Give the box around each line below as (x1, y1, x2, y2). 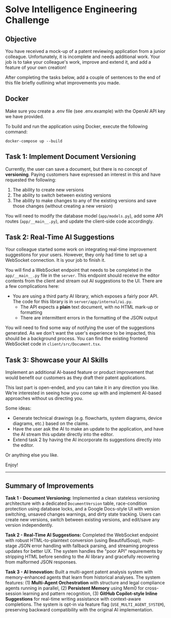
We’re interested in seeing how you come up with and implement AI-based (5, 390, 162, 396)
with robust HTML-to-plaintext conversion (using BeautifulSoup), (5, 538, 141, 544)
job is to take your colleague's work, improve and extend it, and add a (5, 59, 151, 65)
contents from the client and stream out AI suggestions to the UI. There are (5, 278, 163, 284)
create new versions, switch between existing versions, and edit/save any (5, 517, 160, 523)
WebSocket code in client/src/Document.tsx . (5, 341, 101, 347)
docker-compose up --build (5, 139, 63, 144)
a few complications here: (5, 283, 60, 289)
